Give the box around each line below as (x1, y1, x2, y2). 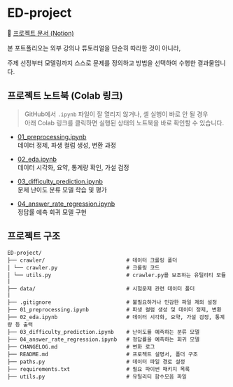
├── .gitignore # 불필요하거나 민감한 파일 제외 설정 (7, 299, 218, 306)
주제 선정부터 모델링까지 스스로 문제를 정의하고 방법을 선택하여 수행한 (7, 58, 196, 67)
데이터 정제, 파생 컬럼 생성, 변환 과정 (17, 141, 117, 149)
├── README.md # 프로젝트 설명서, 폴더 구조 (7, 351, 198, 358)
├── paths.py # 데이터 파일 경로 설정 (7, 358, 185, 365)
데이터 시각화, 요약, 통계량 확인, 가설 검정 (17, 163, 129, 171)
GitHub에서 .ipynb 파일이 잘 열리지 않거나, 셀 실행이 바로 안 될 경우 (24, 110, 209, 118)
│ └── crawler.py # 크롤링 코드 (7, 264, 160, 271)
